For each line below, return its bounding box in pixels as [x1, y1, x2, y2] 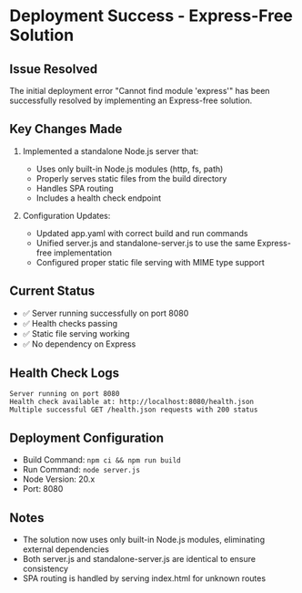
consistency [22, 563, 69, 575]
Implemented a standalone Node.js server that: [22, 145, 199, 156]
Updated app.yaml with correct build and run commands [35, 227, 248, 238]
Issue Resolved [9, 61, 98, 77]
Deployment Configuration [9, 430, 165, 445]
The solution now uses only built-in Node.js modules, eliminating [22, 535, 266, 546]
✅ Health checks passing [22, 317, 118, 328]
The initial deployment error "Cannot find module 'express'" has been [9, 86, 270, 96]
